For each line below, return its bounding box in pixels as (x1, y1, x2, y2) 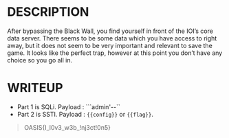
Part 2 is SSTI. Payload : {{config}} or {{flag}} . (17, 110, 153, 118)
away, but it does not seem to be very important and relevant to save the (7, 41, 213, 49)
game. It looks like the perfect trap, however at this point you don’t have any (7, 49, 223, 57)
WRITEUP (7, 80, 63, 96)
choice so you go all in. (7, 56, 73, 64)
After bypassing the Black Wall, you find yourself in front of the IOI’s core (7, 27, 213, 35)
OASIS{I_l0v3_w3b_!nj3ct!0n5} (23, 123, 111, 131)
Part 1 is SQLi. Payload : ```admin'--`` (17, 102, 120, 111)
